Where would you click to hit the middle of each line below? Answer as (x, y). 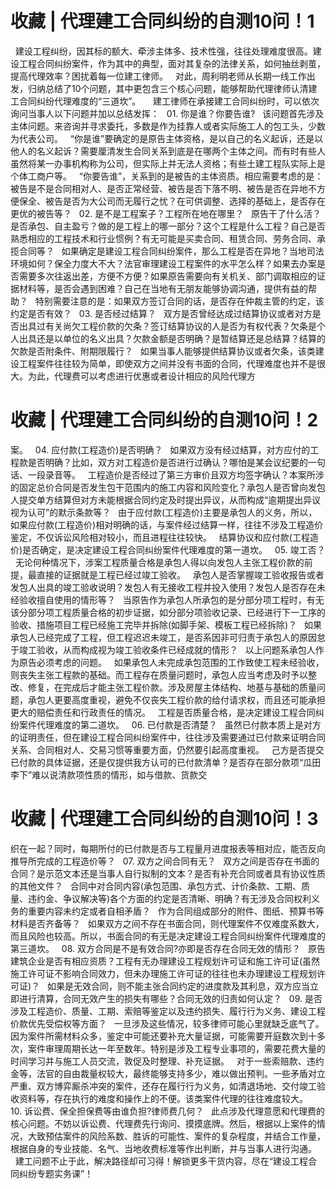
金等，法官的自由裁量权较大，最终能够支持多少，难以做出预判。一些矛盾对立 (168, 1073)
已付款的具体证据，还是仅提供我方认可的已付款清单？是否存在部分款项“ (157, 762)
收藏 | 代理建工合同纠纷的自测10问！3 (164, 819)
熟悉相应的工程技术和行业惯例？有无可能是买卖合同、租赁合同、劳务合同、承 (168, 238)
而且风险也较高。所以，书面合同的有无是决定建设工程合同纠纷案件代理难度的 (168, 936)
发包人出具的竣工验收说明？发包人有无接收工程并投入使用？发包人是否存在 (163, 587)
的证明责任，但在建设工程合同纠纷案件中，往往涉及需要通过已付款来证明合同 (168, 737)
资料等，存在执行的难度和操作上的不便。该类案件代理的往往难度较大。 (163, 1098)
